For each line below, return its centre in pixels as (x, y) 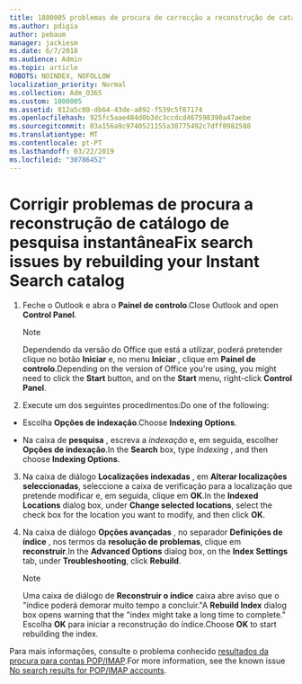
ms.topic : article (44, 68)
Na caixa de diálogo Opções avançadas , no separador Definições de (152, 532)
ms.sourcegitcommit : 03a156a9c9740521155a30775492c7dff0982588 (130, 127)
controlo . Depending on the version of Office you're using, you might (149, 369)
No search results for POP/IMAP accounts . (88, 671)
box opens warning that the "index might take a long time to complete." (154, 615)
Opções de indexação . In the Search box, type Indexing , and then (145, 449)
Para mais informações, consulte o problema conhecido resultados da (139, 652)
